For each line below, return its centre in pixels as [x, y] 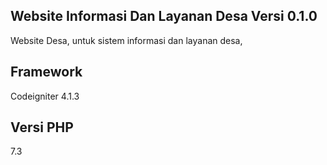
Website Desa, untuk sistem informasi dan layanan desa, [126, 40]
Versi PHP [42, 127]
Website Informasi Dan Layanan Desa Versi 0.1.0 [164, 16]
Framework [46, 72]
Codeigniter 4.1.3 [45, 96]
